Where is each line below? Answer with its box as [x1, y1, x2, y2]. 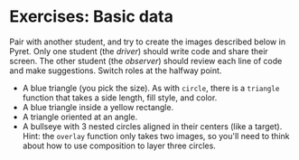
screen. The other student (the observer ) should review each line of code [9, 55, 283, 66]
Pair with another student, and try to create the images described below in [9, 36, 286, 47]
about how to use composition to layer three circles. [22, 140, 217, 151]
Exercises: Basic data [9, 6, 173, 27]
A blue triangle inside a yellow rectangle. [22, 101, 174, 112]
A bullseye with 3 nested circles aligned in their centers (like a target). [22, 120, 283, 132]
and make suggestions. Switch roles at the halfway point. [9, 65, 222, 76]
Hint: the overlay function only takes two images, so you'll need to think [22, 130, 290, 141]
